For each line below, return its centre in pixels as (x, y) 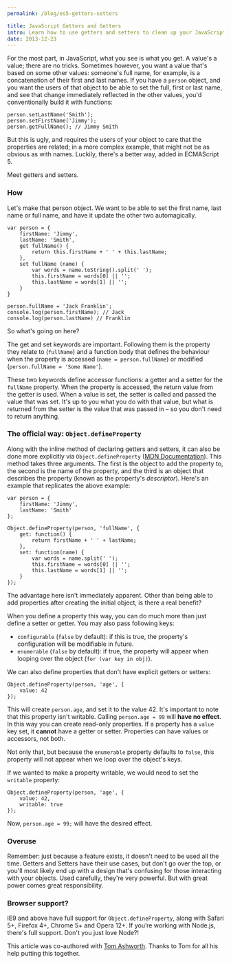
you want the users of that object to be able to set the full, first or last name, (114, 87)
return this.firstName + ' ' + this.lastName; (100, 252)
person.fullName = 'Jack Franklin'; (59, 306)
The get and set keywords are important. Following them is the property (109, 344)
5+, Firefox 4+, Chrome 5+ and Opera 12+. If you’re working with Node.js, (111, 925)
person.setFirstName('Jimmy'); (52, 121)
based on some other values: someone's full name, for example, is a (104, 73)
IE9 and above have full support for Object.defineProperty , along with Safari (115, 918)
